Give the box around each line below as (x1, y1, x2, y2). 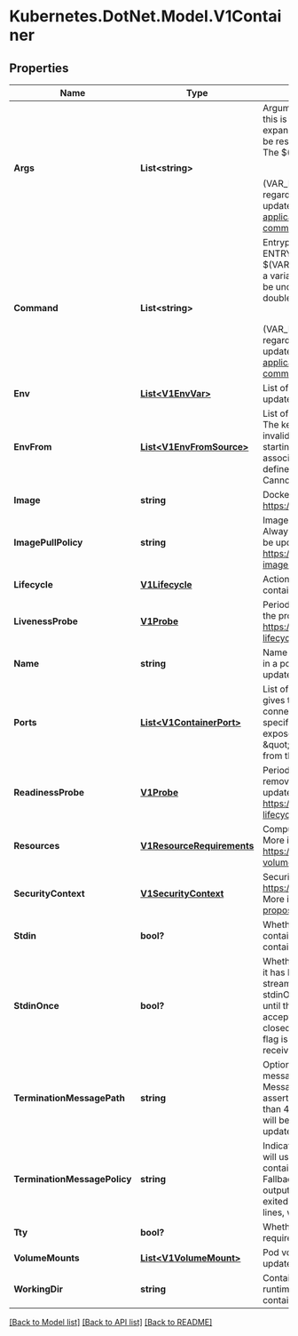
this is (263, 113, 287, 125)
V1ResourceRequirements (140, 840, 255, 852)
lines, (263, 1206, 286, 1219)
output (263, 1184, 290, 1196)
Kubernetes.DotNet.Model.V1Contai (9, 6, 282, 27)
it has (263, 966, 286, 979)
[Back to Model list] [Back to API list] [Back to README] (9, 1317, 213, 1327)
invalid (263, 429, 290, 442)
